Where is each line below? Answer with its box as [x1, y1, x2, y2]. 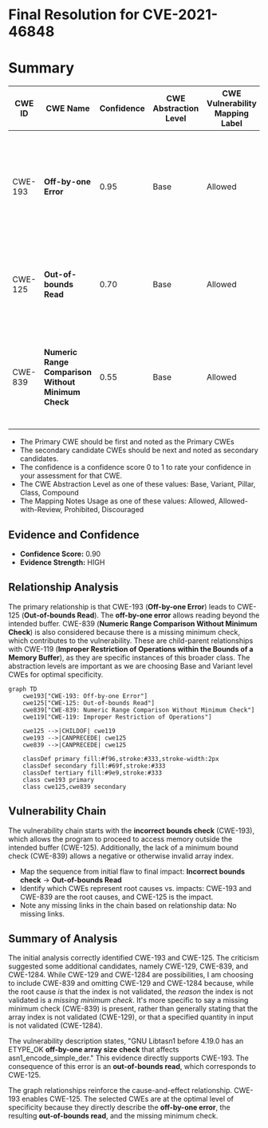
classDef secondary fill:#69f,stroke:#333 [22, 762, 166, 770]
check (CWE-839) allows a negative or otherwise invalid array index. [8, 851, 234, 861]
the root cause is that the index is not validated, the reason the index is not [8, 987, 254, 996]
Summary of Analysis [8, 932, 118, 945]
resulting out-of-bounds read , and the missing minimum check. [8, 1111, 219, 1121]
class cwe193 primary [22, 775, 94, 783]
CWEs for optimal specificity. [8, 669, 104, 679]
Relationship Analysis [8, 581, 119, 594]
